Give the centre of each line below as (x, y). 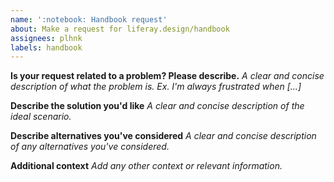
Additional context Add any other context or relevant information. (146, 166)
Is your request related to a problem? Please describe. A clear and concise (167, 76)
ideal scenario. (41, 117)
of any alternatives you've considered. (90, 147)
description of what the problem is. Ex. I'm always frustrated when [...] (156, 87)
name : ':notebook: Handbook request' (89, 19)
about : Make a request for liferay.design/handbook (120, 29)
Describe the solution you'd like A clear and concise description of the (157, 106)
